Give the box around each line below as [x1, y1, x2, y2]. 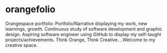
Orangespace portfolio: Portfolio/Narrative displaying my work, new [5, 20, 148, 26]
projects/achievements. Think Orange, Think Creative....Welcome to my [5, 37, 156, 43]
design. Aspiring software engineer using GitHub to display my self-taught [5, 31, 162, 37]
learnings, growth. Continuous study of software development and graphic [5, 25, 162, 32]
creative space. [5, 42, 38, 48]
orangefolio [5, 4, 56, 15]
